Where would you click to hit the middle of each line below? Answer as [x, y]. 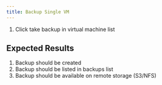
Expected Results [40, 48]
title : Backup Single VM [38, 12]
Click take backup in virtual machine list [65, 29]
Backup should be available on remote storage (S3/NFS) [86, 76]
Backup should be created [48, 63]
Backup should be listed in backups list [64, 69]
